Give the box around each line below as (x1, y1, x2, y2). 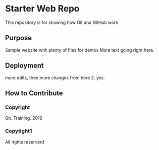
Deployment (5, 62, 44, 70)
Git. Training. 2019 (5, 115, 43, 121)
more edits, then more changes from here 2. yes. (5, 75, 105, 80)
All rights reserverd (5, 139, 45, 145)
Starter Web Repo (5, 3, 80, 14)
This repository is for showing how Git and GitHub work (5, 19, 118, 25)
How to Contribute (5, 89, 63, 97)
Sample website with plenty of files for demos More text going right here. (5, 47, 155, 53)
